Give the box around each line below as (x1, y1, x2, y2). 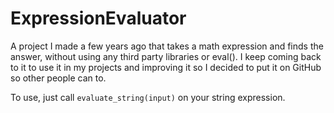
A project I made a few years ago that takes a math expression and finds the (10, 40, 324, 52)
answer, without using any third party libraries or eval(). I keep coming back (10, 50, 322, 62)
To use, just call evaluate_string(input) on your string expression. (10, 91, 286, 103)
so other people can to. (10, 72, 107, 84)
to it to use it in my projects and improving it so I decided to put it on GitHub (10, 61, 322, 73)
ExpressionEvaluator (10, 7, 187, 30)
